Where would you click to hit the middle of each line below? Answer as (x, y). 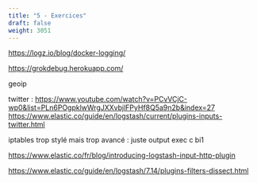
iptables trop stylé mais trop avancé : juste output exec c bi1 (106, 140)
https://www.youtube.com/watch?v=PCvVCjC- (111, 99)
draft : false (30, 23)
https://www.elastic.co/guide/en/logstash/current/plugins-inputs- (115, 116)
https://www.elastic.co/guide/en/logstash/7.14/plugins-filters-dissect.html (128, 171)
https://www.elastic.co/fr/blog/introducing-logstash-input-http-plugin (122, 155)
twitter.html (27, 125)
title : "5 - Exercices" (48, 16)
